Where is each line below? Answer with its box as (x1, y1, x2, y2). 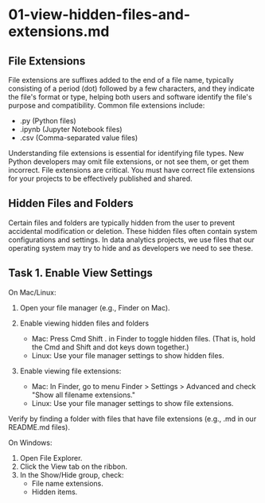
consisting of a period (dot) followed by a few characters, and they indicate (8, 84, 255, 93)
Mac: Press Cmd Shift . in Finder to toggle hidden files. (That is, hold (31, 333, 256, 343)
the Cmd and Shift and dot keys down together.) (31, 342, 189, 352)
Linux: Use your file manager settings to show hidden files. (31, 350, 224, 360)
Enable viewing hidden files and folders (19, 318, 150, 328)
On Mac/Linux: (8, 287, 57, 297)
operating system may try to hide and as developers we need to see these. (8, 243, 253, 252)
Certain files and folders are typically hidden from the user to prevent (8, 217, 236, 228)
